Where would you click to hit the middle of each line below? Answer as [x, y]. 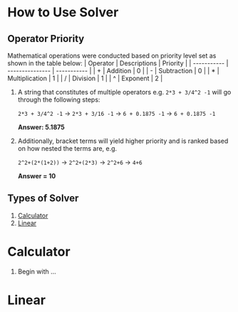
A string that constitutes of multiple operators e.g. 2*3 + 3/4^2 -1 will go [124, 92]
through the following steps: [59, 99]
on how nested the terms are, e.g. [67, 149]
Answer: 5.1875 [41, 127]
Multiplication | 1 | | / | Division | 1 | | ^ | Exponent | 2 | [85, 78]
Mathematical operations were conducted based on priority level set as [112, 55]
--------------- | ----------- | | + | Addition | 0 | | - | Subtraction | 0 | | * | [113, 71]
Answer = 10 [37, 176]
